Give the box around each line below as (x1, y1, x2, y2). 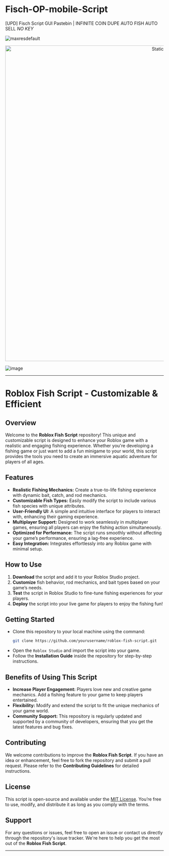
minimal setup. (12, 545, 43, 551)
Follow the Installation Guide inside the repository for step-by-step (12, 653, 152, 659)
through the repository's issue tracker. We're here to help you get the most (5, 835, 160, 841)
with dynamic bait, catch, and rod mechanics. (12, 492, 107, 498)
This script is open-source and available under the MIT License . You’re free (5, 796, 162, 802)
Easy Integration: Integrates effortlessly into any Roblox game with (12, 540, 152, 546)
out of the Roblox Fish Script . (5, 840, 67, 846)
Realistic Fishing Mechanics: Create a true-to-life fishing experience (12, 486, 156, 493)
